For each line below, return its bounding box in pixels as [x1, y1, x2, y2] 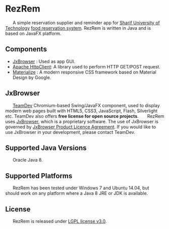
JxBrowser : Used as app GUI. [12, 58, 76, 64]
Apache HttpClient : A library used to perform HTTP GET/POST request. [12, 63, 160, 69]
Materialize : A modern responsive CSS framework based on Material [12, 69, 156, 75]
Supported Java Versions [5, 143, 87, 152]
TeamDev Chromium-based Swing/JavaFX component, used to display [12, 102, 160, 108]
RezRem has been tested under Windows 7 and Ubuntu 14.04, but [12, 185, 150, 191]
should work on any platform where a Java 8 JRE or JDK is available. [5, 190, 148, 196]
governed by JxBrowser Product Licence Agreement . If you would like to [5, 124, 156, 130]
